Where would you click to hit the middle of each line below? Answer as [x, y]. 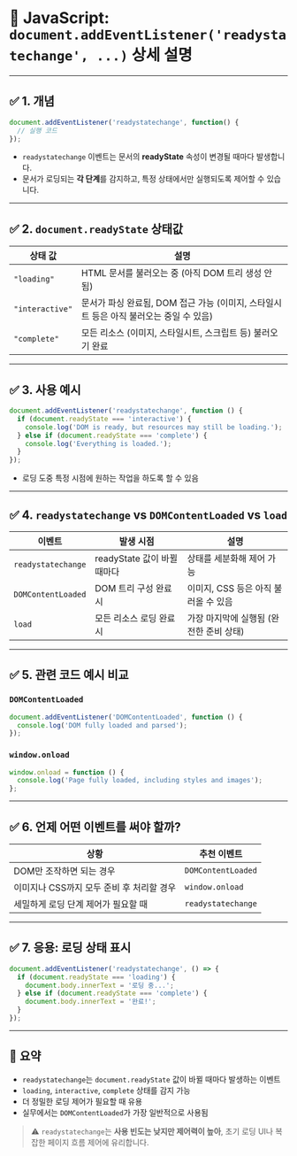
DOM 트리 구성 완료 [133, 588]
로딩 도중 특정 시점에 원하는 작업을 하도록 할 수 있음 [110, 478]
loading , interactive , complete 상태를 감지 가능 [106, 1090]
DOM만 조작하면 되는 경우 [65, 871]
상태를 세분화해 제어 [226, 559]
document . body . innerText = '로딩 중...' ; [99, 985]
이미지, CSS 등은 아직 [229, 588]
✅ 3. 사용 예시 [45, 390]
